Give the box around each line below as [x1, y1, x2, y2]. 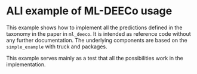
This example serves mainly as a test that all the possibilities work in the [6, 54, 183, 61]
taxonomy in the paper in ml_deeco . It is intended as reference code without [6, 30, 191, 37]
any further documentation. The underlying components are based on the [6, 36, 188, 44]
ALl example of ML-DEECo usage [6, 4, 173, 18]
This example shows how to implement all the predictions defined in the [6, 24, 183, 31]
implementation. [6, 61, 46, 68]
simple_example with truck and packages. [6, 43, 107, 50]
